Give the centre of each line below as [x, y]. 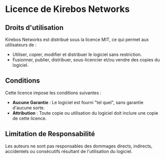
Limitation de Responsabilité [50, 134]
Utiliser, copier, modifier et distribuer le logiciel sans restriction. [77, 54]
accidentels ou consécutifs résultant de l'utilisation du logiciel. [69, 151]
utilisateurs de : [21, 45]
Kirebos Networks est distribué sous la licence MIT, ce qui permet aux [77, 39]
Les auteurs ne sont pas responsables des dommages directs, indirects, [79, 146]
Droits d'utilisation [34, 28]
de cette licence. [30, 118]
